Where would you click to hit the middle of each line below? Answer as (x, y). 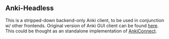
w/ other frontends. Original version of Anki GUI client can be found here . (82, 25)
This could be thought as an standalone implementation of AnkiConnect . (81, 31)
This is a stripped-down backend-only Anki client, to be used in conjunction (85, 20)
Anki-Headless (30, 8)
